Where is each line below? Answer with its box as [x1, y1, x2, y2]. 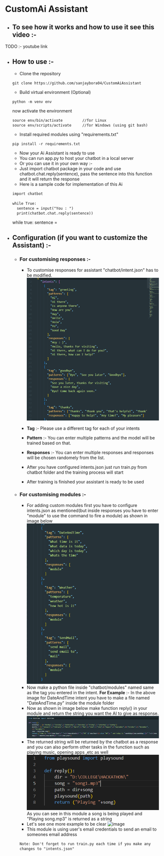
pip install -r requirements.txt [12, 141, 81, 146]
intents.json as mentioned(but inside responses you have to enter [26, 507, 159, 513]
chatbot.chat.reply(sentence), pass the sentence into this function [19, 171, 153, 176]
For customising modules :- [19, 491, 86, 498]
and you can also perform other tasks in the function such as [26, 744, 150, 750]
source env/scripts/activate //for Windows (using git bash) [12, 123, 148, 128]
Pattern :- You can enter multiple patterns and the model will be [26, 435, 155, 441]
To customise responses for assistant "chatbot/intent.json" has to [26, 267, 159, 273]
